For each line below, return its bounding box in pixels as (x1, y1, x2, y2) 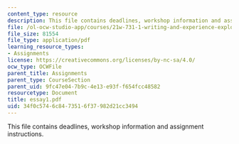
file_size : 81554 (7, 30, 59, 38)
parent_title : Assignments (7, 70, 87, 77)
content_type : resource (7, 10, 78, 18)
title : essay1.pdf (7, 96, 62, 104)
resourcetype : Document (7, 89, 78, 96)
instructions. (7, 129, 44, 138)
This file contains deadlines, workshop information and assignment (7, 122, 204, 131)
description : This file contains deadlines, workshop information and (7, 17, 221, 24)
